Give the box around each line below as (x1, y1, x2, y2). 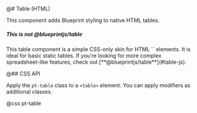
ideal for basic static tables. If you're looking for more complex (6, 52, 161, 59)
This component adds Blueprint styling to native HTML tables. (6, 17, 160, 23)
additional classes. (6, 88, 52, 95)
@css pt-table (6, 99, 42, 107)
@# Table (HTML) (6, 5, 51, 12)
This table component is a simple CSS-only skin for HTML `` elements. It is (6, 45, 191, 53)
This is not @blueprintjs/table (6, 30, 83, 38)
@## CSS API (6, 70, 40, 77)
